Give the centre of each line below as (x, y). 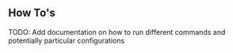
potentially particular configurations (67, 40)
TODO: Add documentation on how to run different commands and (117, 32)
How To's (32, 13)
